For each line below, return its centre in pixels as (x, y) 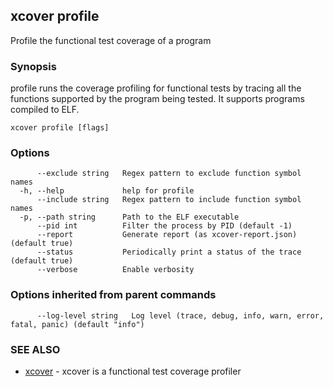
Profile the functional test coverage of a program (111, 40)
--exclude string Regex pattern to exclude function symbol (169, 174)
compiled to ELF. (45, 110)
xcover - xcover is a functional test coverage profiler (133, 371)
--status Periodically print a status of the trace (169, 252)
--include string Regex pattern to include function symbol (169, 200)
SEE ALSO (35, 349)
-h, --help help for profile (107, 191)
